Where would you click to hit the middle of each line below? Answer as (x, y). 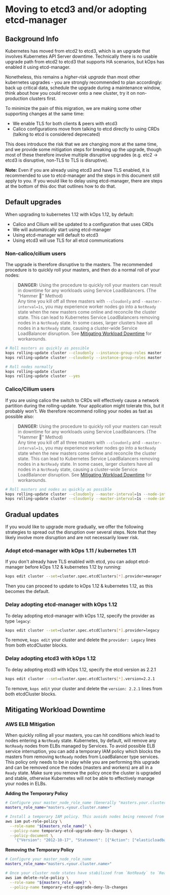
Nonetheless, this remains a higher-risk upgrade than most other (73, 77)
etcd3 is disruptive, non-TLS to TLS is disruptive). (57, 160)
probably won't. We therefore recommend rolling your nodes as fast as (79, 411)
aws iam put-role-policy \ (34, 821)
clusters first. (43, 98)
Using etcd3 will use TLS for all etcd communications (68, 240)
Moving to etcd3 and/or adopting (76, 9)
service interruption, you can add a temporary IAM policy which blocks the (83, 752)
